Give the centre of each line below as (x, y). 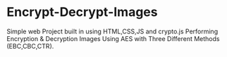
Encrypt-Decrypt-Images (82, 12)
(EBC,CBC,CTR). (30, 46)
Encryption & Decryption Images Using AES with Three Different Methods (113, 38)
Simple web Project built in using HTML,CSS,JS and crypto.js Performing (112, 31)
